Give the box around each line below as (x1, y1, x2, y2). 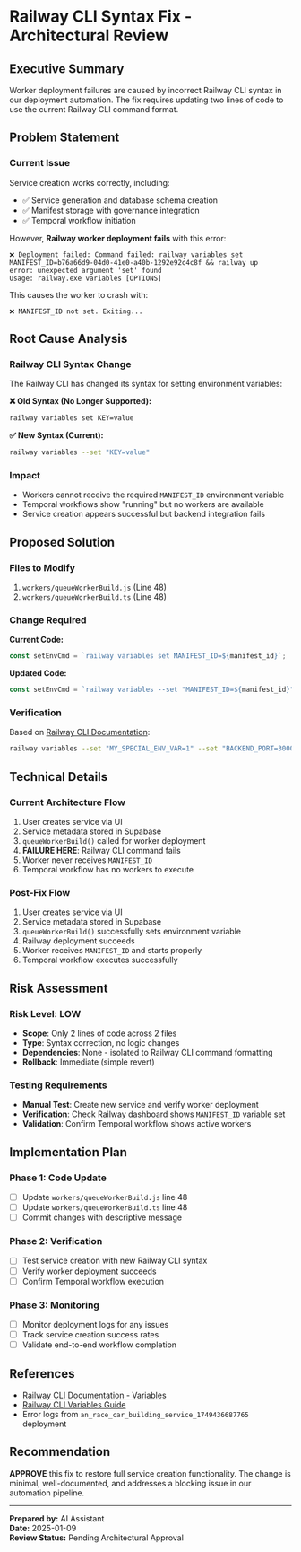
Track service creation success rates (21, 1329, 159, 1340)
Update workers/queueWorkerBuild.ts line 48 (21, 1202, 188, 1213)
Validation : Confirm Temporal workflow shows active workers (21, 1118, 252, 1129)
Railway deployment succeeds (21, 935, 136, 946)
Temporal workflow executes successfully (21, 954, 178, 966)
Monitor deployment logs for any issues (21, 1319, 169, 1329)
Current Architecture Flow (9, 796, 125, 809)
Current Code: (9, 635, 64, 645)
